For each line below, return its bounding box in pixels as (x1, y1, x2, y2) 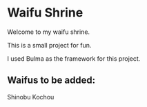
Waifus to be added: (7, 75, 96, 86)
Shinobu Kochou (7, 93, 55, 101)
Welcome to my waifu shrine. (7, 28, 90, 36)
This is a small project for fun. (7, 41, 92, 49)
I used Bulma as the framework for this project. (7, 54, 141, 63)
